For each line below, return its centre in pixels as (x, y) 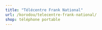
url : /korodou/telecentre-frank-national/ (51, 15)
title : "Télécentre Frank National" (44, 10)
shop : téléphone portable (33, 19)
